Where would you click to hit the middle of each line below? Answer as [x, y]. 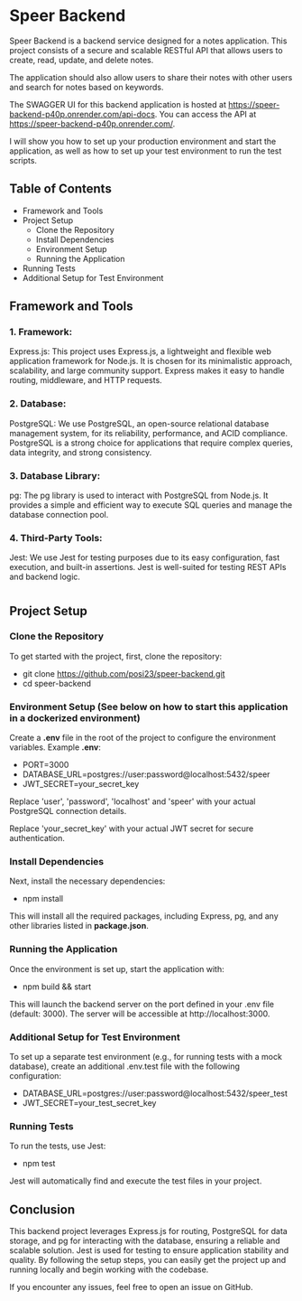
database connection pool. [59, 515]
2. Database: [38, 404]
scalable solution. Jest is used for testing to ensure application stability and [149, 1250]
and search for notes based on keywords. [87, 87]
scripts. [23, 160]
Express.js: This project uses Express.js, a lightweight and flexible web [141, 351]
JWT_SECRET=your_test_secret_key [89, 1103]
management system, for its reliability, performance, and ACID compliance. [149, 433]
